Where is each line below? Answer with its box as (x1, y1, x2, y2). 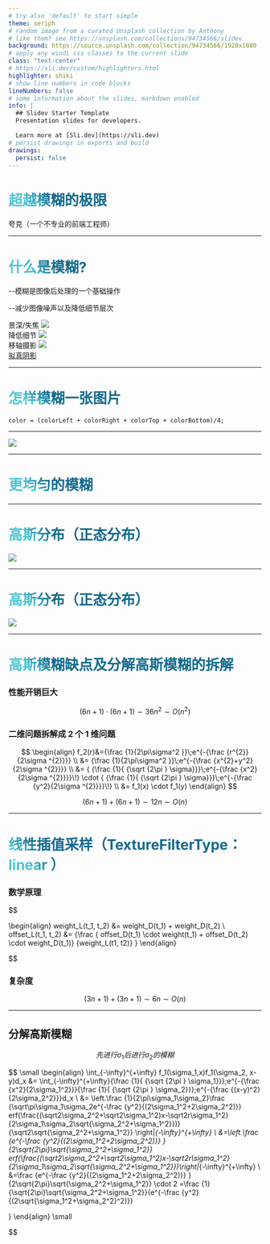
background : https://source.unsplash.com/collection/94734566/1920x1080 (8, 42, 257, 50)
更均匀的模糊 (8, 476, 94, 494)
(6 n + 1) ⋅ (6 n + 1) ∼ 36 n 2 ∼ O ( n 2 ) (79, 705, 191, 717)
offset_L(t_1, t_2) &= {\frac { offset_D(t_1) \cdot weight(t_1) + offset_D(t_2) (8, 929, 249, 939)
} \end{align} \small (8, 1211, 72, 1221)
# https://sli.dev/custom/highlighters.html (8, 64, 160, 73)
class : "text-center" (8, 57, 81, 65)
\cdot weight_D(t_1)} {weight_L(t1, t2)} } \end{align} (8, 938, 177, 947)
